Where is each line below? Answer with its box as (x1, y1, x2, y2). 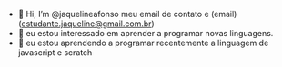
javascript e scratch (17, 47, 93, 58)
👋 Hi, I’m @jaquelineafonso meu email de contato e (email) (17, 9, 237, 19)
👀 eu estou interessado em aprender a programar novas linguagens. (17, 28, 274, 38)
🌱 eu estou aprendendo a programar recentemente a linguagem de (17, 37, 269, 48)
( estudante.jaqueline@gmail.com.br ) (17, 18, 155, 29)
